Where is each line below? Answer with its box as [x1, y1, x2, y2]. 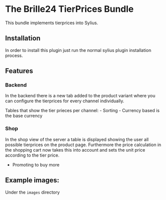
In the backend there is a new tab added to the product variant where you [5, 93, 156, 99]
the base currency [5, 113, 43, 119]
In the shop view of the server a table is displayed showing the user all [5, 136, 149, 142]
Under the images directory [5, 189, 60, 195]
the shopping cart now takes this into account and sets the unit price [5, 147, 145, 153]
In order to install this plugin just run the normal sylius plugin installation [5, 47, 152, 53]
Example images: [5, 176, 59, 185]
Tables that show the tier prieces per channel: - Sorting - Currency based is [5, 108, 160, 114]
